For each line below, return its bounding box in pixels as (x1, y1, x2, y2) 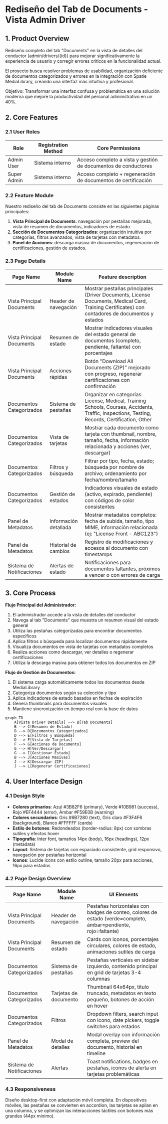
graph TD (5, 716, 23, 721)
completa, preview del (86, 1037, 139, 1044)
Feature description (98, 273, 146, 280)
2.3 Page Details (5, 257, 46, 264)
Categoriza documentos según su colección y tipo (12, 690, 116, 696)
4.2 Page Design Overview (5, 875, 71, 882)
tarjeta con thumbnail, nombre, (84, 430, 157, 437)
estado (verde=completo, (86, 915, 146, 922)
